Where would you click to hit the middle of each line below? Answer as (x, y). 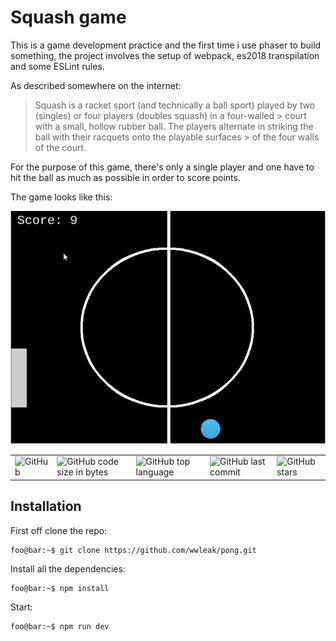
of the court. (60, 147)
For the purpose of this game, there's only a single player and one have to (162, 167)
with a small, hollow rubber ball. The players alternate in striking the (174, 126)
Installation (46, 506)
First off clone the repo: (59, 530)
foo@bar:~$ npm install (60, 588)
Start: (21, 607)
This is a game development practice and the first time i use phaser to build (166, 45)
